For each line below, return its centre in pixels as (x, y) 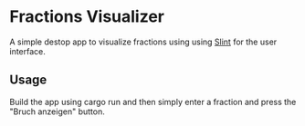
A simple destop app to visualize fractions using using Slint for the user (143, 42)
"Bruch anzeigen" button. (57, 111)
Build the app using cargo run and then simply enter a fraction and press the (153, 102)
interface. (27, 51)
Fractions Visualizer (87, 17)
